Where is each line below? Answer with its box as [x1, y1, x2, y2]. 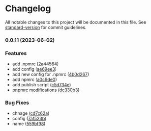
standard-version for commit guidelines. [5, 24, 87, 30]
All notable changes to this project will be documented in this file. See [5, 19, 147, 25]
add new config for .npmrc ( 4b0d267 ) [12, 72, 90, 78]
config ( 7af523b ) [12, 116, 47, 122]
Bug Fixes [5, 99, 30, 106]
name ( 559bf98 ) [12, 121, 46, 127]
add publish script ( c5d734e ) [12, 82, 71, 88]
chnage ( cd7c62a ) [12, 110, 50, 116]
